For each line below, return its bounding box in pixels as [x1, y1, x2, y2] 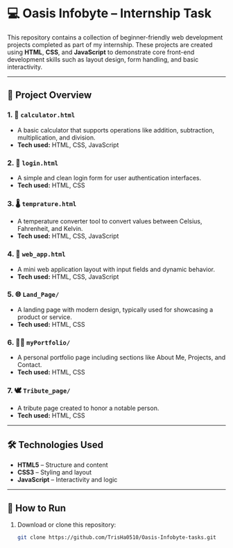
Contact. [17, 361, 42, 369]
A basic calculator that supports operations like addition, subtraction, [17, 126, 215, 134]
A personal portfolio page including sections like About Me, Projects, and [17, 353, 226, 361]
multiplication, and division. [17, 133, 96, 142]
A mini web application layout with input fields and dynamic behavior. [17, 265, 216, 273]
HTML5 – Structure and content [17, 461, 109, 469]
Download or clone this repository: [17, 521, 116, 529]
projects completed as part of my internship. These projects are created [7, 40, 213, 49]
